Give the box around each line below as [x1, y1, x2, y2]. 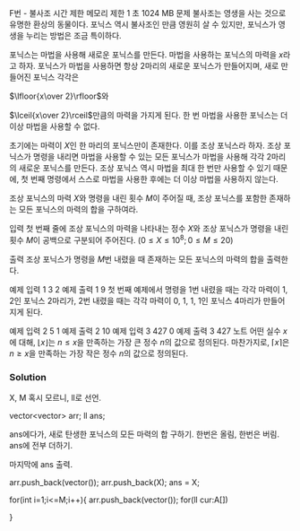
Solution [9, 370, 47, 383]
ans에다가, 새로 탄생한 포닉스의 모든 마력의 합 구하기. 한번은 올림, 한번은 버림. [9, 429, 280, 440]
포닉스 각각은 [32, 72, 79, 83]
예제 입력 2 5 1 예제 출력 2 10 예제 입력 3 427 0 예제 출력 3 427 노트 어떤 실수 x [9, 326, 288, 336]
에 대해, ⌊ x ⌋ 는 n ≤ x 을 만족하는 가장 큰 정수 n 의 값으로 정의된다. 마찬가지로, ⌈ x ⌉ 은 [9, 336, 290, 347]
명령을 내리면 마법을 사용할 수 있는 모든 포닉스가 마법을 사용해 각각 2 [32, 152, 271, 161]
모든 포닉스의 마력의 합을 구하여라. [18, 205, 139, 214]
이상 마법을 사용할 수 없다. [9, 121, 100, 132]
